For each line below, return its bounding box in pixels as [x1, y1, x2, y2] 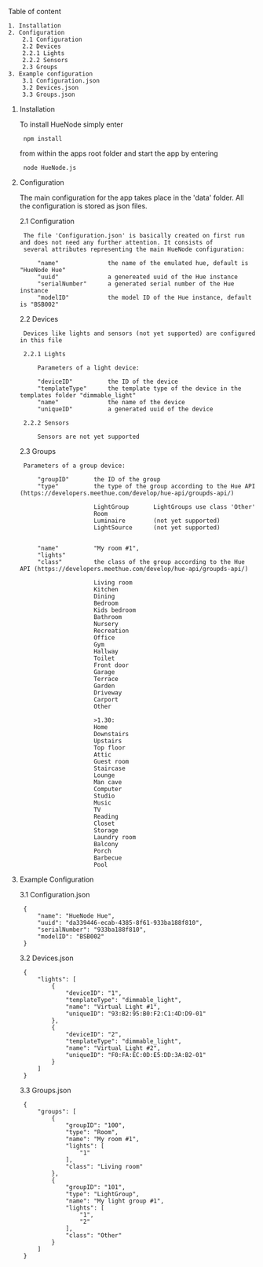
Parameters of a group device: [23, 462, 126, 470]
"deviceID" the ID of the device [37, 378, 178, 385]
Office [93, 634, 115, 642]
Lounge [93, 772, 115, 779]
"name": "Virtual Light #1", [65, 1003, 161, 1011]
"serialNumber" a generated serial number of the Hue [37, 280, 235, 288]
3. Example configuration [8, 70, 93, 78]
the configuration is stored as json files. [19, 201, 148, 211]
